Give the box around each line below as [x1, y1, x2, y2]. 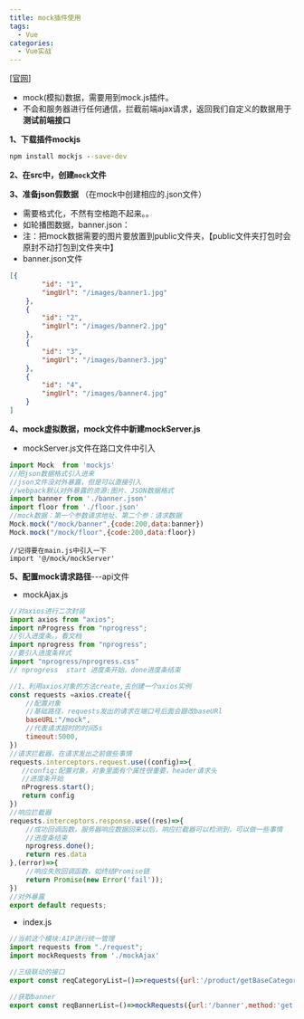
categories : [9, 38, 54, 48]
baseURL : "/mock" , [25, 716, 91, 725]
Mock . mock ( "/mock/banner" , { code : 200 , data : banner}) [9, 519, 204, 529]
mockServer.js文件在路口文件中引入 [22, 443, 156, 453]
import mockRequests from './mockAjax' [9, 951, 160, 960]
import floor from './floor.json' [9, 503, 140, 512]
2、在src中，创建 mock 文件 [9, 169, 107, 180]
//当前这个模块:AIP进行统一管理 [9, 934, 115, 944]
